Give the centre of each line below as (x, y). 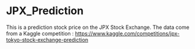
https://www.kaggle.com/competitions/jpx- (127, 33)
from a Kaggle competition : (40, 33)
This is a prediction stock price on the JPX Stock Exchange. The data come (98, 27)
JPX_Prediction (45, 11)
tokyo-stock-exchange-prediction (47, 40)
